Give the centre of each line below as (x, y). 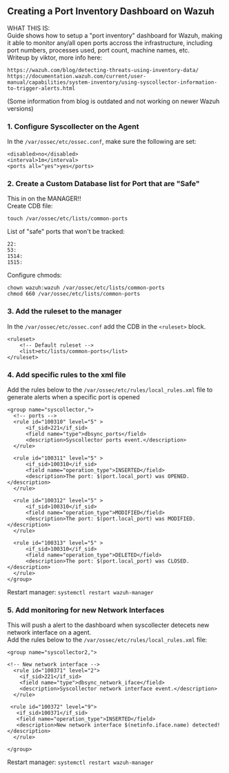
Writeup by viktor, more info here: (54, 57)
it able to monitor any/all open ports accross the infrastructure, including (110, 43)
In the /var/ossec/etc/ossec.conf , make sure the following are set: (102, 142)
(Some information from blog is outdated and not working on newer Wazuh (113, 101)
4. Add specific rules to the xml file (67, 374)
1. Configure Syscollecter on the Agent (73, 126)
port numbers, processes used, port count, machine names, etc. (99, 50)
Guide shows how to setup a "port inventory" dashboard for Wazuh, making (115, 35)
